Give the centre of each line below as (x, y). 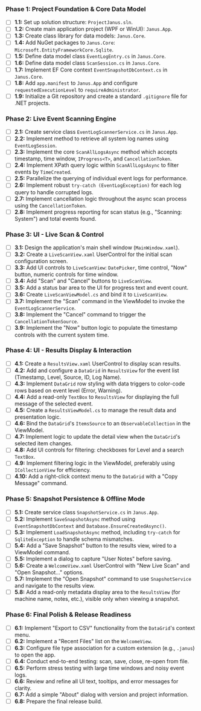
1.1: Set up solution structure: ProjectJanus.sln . (74, 22)
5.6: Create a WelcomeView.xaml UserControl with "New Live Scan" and (102, 566)
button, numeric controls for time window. (66, 275)
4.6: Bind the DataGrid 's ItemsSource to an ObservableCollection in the (102, 424)
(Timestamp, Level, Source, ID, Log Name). (68, 377)
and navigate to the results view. (55, 586)
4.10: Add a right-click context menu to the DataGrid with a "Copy (96, 476)
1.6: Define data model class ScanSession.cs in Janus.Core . (87, 63)
